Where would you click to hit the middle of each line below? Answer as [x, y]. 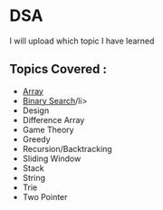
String [34, 177]
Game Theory [48, 129]
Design [36, 110]
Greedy [37, 139]
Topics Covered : [58, 69]
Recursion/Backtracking [67, 148]
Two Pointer [45, 196]
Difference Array [53, 119]
